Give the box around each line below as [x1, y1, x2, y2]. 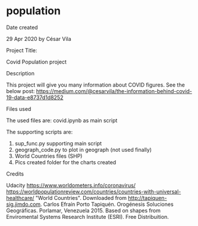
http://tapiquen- [127, 194, 168, 201]
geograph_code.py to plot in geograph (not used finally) [14, 146, 152, 153]
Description [6, 69, 34, 77]
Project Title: [6, 46, 37, 54]
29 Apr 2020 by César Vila [6, 35, 71, 42]
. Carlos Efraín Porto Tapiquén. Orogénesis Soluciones [40, 200, 174, 208]
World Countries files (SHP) [14, 152, 83, 160]
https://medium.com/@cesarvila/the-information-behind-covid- [36, 87, 192, 94]
